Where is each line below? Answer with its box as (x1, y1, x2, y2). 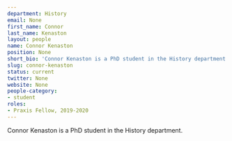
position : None (7, 49, 52, 56)
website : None (7, 81, 49, 88)
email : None (7, 17, 42, 24)
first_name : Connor (7, 23, 64, 30)
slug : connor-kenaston (7, 62, 73, 69)
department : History (7, 10, 68, 17)
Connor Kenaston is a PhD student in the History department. (7, 126, 183, 134)
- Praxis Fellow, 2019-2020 (7, 107, 89, 114)
